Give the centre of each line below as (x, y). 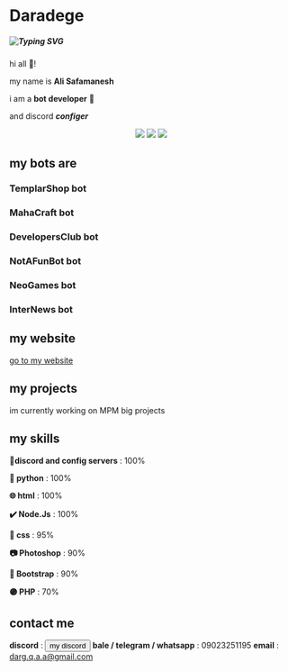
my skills (35, 439)
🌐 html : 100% (36, 495)
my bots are (43, 163)
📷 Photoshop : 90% (47, 553)
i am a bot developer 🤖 (52, 99)
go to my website (41, 360)
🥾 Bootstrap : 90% (44, 574)
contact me (42, 623)
